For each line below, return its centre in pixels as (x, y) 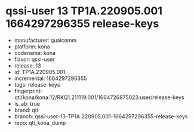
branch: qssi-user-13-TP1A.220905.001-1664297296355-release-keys (101, 116)
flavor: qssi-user (34, 59)
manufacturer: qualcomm (45, 40)
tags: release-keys (37, 84)
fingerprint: (28, 91)
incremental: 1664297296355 (50, 78)
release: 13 (27, 65)
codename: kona (35, 53)
